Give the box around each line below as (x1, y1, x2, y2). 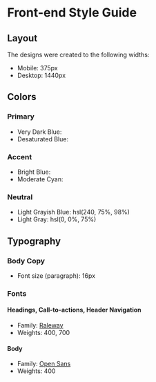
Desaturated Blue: (17, 134, 69, 143)
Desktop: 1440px (17, 71, 66, 79)
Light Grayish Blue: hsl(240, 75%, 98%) (17, 208, 130, 217)
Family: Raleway (17, 321, 64, 330)
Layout (7, 32, 38, 44)
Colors (7, 91, 37, 103)
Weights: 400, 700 (17, 329, 70, 337)
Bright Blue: (17, 168, 51, 176)
